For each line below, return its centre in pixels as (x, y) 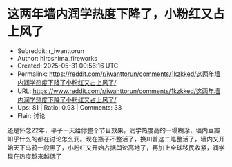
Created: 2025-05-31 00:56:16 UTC (68, 66)
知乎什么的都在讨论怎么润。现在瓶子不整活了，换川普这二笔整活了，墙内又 (113, 139)
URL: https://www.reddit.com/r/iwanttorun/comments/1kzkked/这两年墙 (119, 91)
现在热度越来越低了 (35, 156)
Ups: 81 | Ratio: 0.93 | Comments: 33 (69, 107)
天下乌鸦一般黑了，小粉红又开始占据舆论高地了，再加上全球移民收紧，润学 (119, 147)
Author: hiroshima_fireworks (57, 58)
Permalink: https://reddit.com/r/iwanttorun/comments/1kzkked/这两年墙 (119, 74)
